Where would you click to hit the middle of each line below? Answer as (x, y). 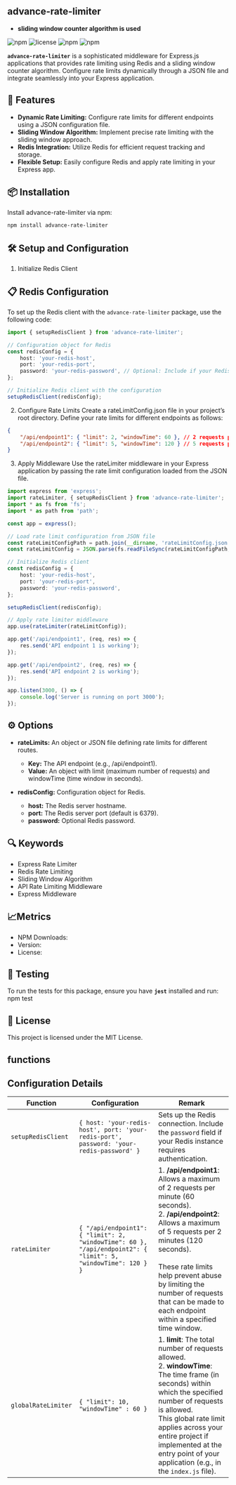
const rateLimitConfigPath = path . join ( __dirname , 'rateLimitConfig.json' (119, 543)
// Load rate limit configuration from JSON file (81, 536)
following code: (29, 319)
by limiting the (181, 1284)
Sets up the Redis (187, 1115)
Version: (29, 944)
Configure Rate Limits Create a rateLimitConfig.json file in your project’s (121, 410)
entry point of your (189, 1454)
